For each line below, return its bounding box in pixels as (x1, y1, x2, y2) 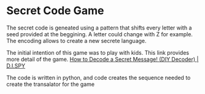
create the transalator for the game (6, 80, 95, 88)
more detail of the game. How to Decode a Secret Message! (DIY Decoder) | (6, 55, 199, 63)
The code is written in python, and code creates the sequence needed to (6, 74, 191, 81)
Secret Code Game (6, 4, 104, 18)
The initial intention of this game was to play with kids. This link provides (6, 49, 189, 56)
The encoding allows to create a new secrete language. (6, 37, 147, 44)
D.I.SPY (6, 62, 26, 69)
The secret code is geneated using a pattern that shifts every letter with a (6, 24, 192, 31)
